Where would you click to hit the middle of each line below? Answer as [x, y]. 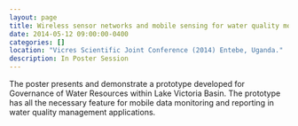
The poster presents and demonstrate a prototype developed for [127, 84]
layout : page [33, 17]
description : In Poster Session [69, 59]
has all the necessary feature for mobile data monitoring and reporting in [142, 102]
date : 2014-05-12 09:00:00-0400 [69, 34]
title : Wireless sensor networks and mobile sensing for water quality [144, 26]
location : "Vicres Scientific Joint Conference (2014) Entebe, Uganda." [146, 51]
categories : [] [37, 42]
